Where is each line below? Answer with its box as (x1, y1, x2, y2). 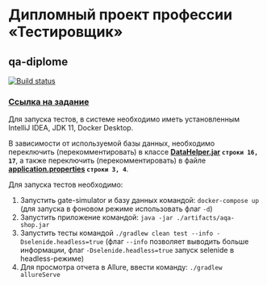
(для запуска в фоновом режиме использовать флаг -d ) (19, 204, 213, 214)
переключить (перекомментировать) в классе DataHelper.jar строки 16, (8, 147, 258, 157)
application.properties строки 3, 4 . (8, 164, 129, 174)
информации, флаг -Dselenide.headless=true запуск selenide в (19, 246, 235, 255)
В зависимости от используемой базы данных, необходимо (8, 138, 215, 148)
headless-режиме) (19, 254, 85, 263)
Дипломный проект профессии (8, 6, 232, 24)
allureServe (19, 271, 60, 279)
